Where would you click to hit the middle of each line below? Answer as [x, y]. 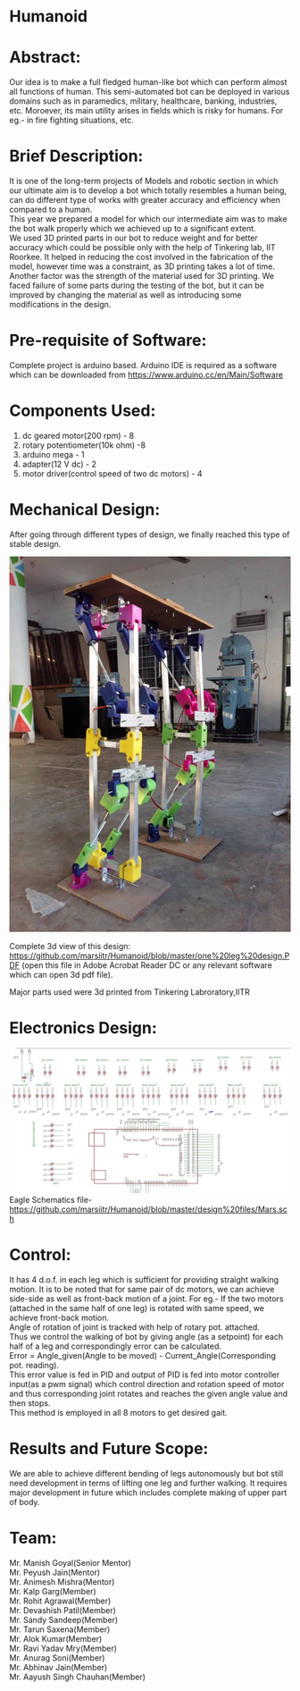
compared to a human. [51, 210]
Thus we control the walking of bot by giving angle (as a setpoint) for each [146, 1336]
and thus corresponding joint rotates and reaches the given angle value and [149, 1393]
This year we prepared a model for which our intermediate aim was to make [148, 219]
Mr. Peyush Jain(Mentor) [55, 1572]
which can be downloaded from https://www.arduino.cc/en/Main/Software [146, 374]
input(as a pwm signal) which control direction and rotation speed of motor [147, 1384]
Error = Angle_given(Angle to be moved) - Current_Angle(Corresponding [143, 1355]
